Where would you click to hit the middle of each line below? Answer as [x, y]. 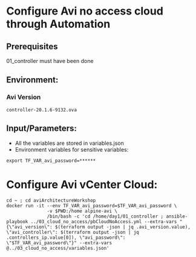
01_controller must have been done [50, 61]
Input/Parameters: [42, 128]
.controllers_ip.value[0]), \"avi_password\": [66, 238]
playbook [17, 222]
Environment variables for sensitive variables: [72, 149]
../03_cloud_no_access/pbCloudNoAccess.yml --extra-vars [104, 222]
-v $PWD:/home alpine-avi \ [82, 211]
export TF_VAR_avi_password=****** [51, 161]
